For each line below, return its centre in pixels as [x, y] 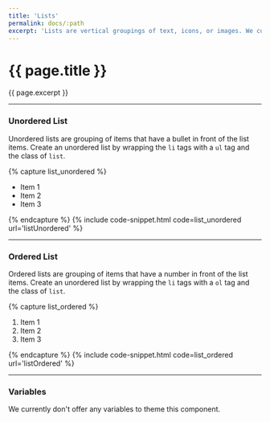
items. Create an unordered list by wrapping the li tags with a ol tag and [129, 282]
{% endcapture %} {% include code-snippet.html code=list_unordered [125, 219]
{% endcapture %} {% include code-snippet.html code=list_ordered [121, 354]
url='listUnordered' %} [45, 228]
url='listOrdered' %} [41, 363]
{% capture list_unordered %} [57, 171]
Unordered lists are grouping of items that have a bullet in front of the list [129, 138]
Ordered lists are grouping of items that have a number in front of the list [128, 273]
